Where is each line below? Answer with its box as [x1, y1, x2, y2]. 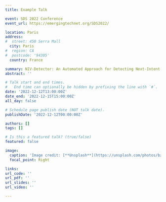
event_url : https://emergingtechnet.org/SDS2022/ [5, 21, 110, 26]
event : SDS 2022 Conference [5, 16, 63, 21]
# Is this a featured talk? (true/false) [5, 135, 92, 139]
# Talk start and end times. [5, 80, 65, 85]
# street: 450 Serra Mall [5, 39, 61, 44]
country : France [9, 58, 43, 63]
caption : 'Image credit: [9, 152, 61, 158]
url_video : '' [5, 185, 35, 190]
